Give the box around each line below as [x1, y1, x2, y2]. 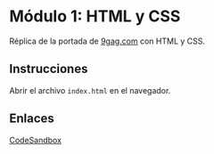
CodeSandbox [9, 134, 62, 145]
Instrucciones [9, 61, 88, 77]
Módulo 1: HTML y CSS [9, 6, 181, 27]
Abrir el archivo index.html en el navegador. [9, 85, 171, 95]
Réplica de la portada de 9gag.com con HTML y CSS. [9, 36, 206, 46]
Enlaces [9, 111, 55, 126]
